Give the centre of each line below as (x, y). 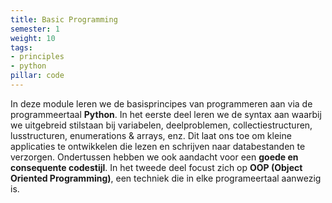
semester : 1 (35, 29)
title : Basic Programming (64, 19)
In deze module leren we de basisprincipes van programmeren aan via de (161, 103)
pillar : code (37, 76)
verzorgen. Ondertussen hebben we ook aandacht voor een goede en (154, 157)
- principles (37, 57)
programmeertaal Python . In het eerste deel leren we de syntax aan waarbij (166, 114)
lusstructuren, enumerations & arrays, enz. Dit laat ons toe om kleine (151, 135)
